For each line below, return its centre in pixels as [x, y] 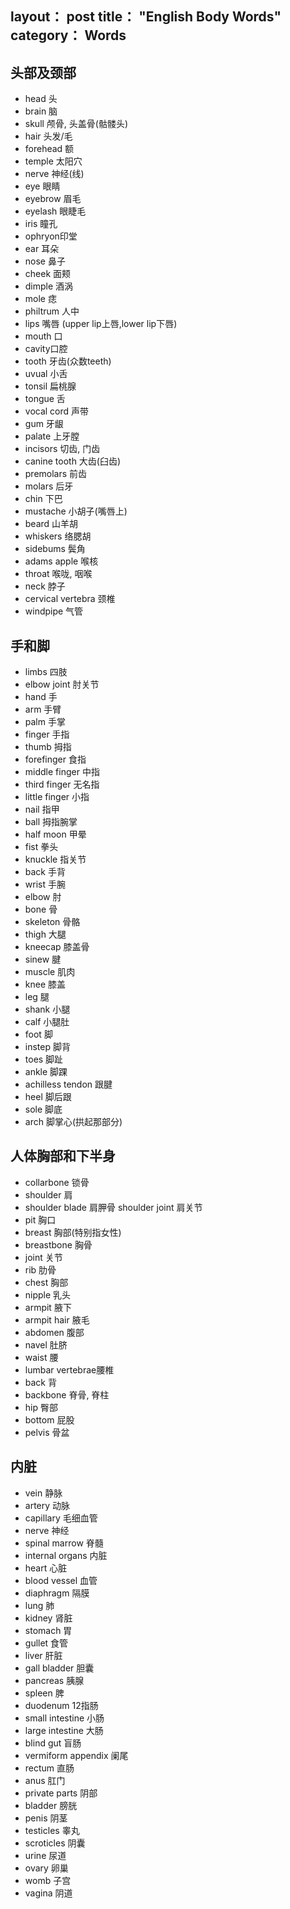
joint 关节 [43, 1257]
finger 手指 [47, 734]
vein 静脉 [43, 1493]
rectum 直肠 [49, 1768]
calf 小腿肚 [47, 1022]
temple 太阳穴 [53, 161]
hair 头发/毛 [48, 136]
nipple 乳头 [48, 1294]
